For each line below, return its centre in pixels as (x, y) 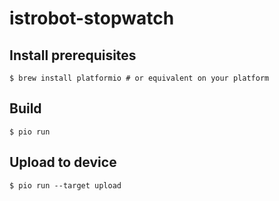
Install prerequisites (73, 55)
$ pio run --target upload (65, 185)
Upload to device (63, 162)
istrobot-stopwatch (92, 18)
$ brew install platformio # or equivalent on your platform (139, 78)
